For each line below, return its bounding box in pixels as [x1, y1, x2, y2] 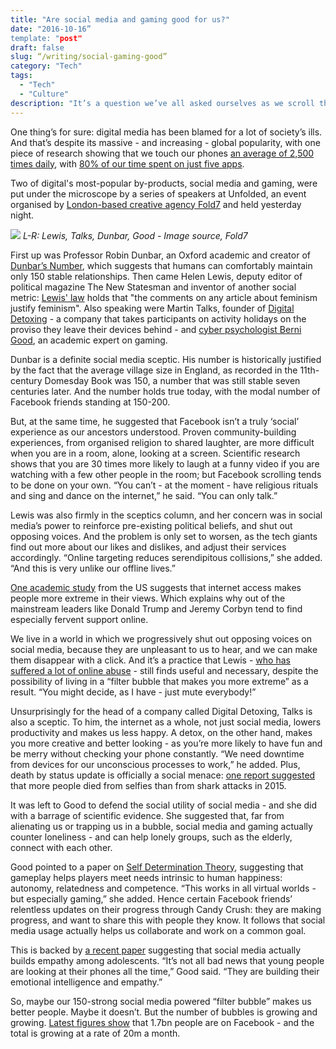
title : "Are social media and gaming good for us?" [10, 14, 230, 25]
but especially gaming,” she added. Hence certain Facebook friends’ [10, 892, 293, 905]
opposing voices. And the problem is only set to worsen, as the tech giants [10, 530, 318, 542]
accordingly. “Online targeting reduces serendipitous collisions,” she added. [10, 551, 323, 563]
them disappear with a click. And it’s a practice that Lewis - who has [10, 654, 291, 666]
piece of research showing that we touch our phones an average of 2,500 [10, 147, 315, 159]
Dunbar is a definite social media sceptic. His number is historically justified [10, 353, 322, 365]
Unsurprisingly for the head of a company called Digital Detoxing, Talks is [10, 705, 313, 717]
